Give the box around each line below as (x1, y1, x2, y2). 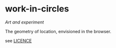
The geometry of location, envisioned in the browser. (5, 28, 112, 34)
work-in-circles (5, 3, 69, 14)
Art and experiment (5, 19, 44, 25)
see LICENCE (5, 37, 32, 44)
